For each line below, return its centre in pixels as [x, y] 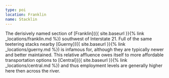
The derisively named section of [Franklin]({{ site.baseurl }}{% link [75, 34]
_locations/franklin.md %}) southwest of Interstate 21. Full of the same [79, 39]
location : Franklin [26, 15]
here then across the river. [33, 71]
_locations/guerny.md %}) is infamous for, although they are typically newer [84, 50]
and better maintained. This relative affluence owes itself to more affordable [84, 55]
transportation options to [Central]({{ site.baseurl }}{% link [66, 60]
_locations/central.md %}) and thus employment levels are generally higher [84, 65]
